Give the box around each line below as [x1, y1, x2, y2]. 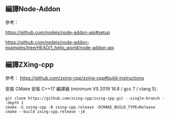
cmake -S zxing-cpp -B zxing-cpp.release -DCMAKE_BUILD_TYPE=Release [5, 104, 156, 110]
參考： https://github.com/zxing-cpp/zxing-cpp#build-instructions [5, 75, 145, 81]
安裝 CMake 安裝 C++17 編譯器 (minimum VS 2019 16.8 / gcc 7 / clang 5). [5, 86, 158, 92]
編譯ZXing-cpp [5, 60, 54, 69]
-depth [5, 100, 19, 105]
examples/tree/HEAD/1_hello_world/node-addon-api [5, 45, 114, 51]
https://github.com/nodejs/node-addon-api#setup [5, 29, 110, 35]
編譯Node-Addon [5, 5, 61, 14]
